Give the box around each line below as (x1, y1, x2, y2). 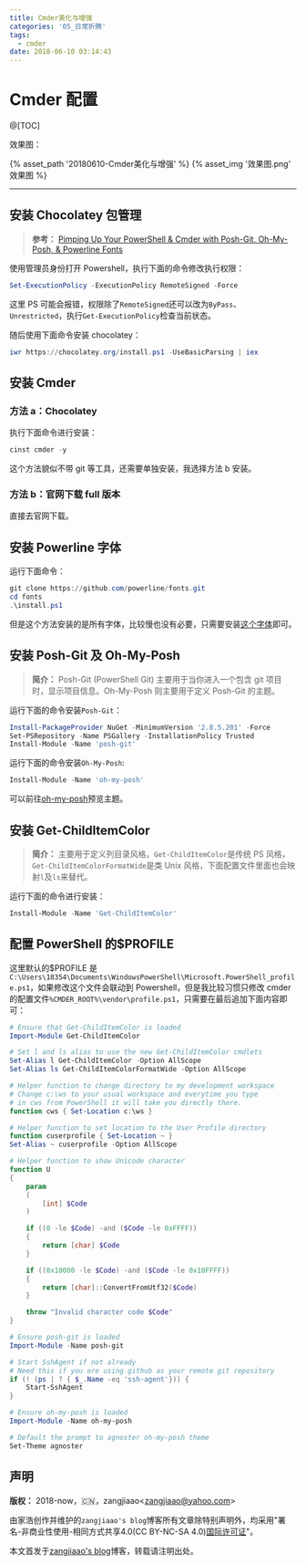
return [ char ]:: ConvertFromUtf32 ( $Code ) (42, 1283, 198, 1292)
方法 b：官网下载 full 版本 (9, 488, 121, 501)
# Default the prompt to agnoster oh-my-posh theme (9, 1433, 209, 1442)
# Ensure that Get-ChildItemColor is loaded (9, 1023, 181, 1032)
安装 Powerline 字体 (9, 539, 121, 555)
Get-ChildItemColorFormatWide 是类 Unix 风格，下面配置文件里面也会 (31, 860, 288, 871)
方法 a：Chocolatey (9, 404, 97, 417)
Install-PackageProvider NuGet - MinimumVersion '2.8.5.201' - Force (9, 723, 271, 732)
